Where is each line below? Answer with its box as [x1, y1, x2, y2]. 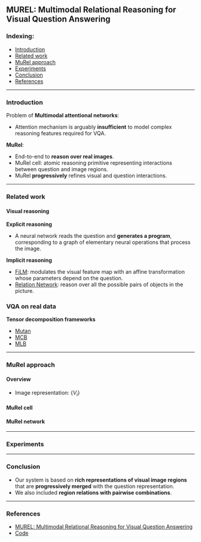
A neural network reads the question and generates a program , [14, 232, 172, 240]
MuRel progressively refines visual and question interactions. [14, 172, 167, 179]
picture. [14, 287, 34, 295]
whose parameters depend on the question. [14, 275, 123, 282]
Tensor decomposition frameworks [6, 316, 96, 323]
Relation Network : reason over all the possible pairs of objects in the [14, 281, 184, 288]
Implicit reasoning [6, 257, 53, 264]
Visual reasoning [6, 207, 50, 214]
